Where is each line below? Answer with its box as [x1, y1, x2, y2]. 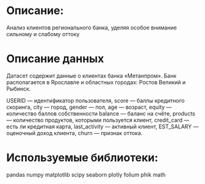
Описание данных [6, 52, 104, 66]
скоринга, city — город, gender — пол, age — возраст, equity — [6, 103, 172, 111]
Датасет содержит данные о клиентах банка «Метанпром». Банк [6, 72, 177, 79]
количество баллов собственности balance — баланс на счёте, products [6, 109, 195, 117]
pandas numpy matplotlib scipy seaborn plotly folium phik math [6, 171, 166, 178]
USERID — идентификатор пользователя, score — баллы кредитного [6, 97, 185, 104]
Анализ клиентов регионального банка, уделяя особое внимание [6, 24, 177, 31]
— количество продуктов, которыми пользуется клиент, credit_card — [6, 116, 190, 123]
